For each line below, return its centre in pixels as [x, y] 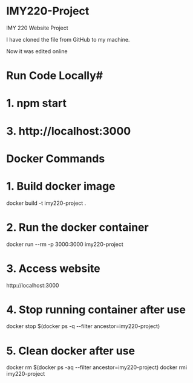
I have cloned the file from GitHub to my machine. [68, 39]
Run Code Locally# [55, 76]
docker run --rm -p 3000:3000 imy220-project [65, 244]
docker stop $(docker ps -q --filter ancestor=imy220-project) [83, 326]
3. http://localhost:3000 [69, 131]
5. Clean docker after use [70, 351]
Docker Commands [56, 159]
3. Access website [54, 269]
